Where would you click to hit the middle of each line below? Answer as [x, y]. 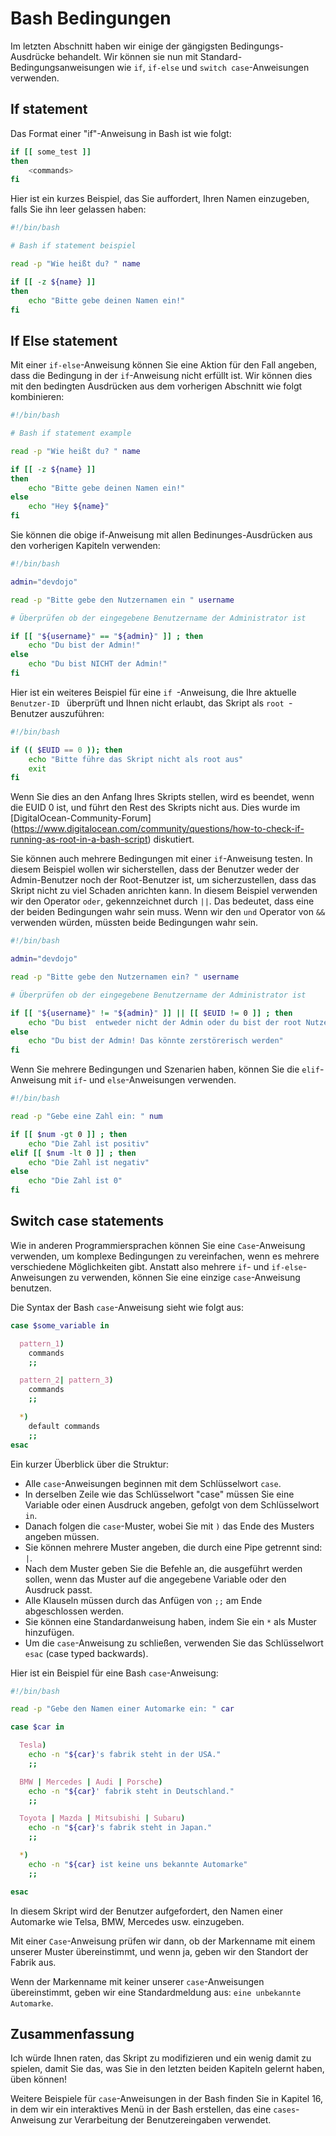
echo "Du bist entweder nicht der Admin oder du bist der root [165, 1022]
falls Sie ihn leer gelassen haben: [78, 209]
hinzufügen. [49, 1632]
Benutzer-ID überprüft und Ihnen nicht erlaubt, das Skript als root [147, 703]
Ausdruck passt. [58, 1589]
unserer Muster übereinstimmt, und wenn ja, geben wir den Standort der [159, 1951]
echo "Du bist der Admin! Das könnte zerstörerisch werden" [156, 1041]
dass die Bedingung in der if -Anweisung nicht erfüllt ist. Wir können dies [161, 376]
